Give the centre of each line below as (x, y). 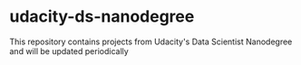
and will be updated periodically (69, 51)
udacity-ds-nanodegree (102, 17)
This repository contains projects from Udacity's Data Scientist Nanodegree (151, 42)
